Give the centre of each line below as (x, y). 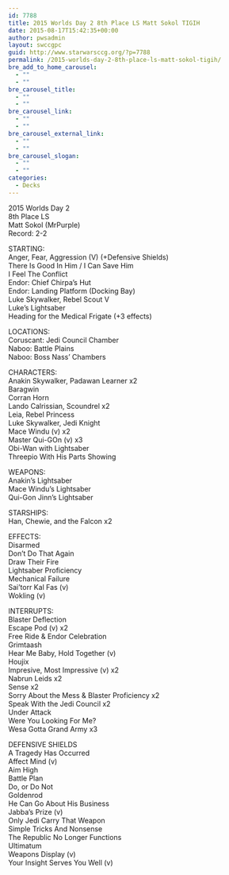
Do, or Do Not (31, 786)
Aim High (23, 769)
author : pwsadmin (37, 38)
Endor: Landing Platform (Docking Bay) (72, 291)
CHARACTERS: (33, 372)
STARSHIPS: (29, 512)
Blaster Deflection (38, 619)
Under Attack (30, 712)
